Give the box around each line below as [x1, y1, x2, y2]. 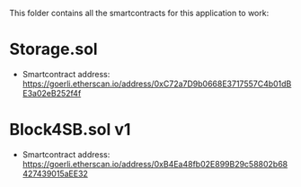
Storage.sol [9, 40, 98, 59]
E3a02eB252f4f [22, 87, 82, 98]
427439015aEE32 [22, 168, 88, 179]
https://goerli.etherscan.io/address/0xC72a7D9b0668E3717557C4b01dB [22, 78, 292, 89]
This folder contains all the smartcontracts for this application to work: [9, 8, 270, 18]
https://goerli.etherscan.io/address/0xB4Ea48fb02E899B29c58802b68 [22, 158, 288, 169]
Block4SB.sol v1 [9, 120, 131, 140]
